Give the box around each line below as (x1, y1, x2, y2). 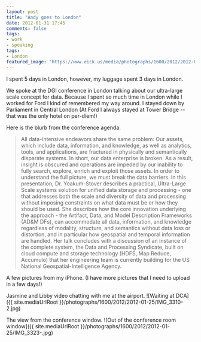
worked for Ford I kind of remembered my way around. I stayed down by (6, 99, 184, 106)
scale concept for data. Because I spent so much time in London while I (6, 93, 182, 100)
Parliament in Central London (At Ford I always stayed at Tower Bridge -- (6, 106, 185, 113)
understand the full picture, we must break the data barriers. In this (20, 173, 187, 181)
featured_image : (6, 59, 47, 65)
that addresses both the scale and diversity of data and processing (20, 193, 187, 200)
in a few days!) (6, 280, 43, 288)
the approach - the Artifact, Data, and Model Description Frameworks (20, 212, 193, 219)
